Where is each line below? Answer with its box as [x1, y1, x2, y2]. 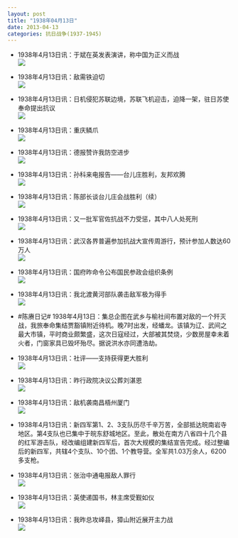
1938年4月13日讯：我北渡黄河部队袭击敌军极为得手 [17, 290, 167, 299]
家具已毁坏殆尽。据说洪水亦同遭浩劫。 [48, 339, 161, 348]
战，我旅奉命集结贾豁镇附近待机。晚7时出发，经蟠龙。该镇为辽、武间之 [17, 321, 227, 330]
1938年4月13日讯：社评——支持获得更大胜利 [17, 354, 148, 363]
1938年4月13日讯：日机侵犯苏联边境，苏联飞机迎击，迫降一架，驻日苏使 [17, 95, 229, 104]
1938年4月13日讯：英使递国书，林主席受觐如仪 [17, 493, 155, 502]
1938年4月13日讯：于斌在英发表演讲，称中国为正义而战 [17, 50, 180, 59]
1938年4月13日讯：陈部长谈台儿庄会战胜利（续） [17, 192, 161, 201]
